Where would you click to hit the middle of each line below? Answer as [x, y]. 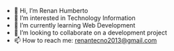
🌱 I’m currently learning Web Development [74, 25]
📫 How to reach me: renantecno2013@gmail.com [85, 40]
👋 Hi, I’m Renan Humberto [51, 11]
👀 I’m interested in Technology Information [74, 18]
